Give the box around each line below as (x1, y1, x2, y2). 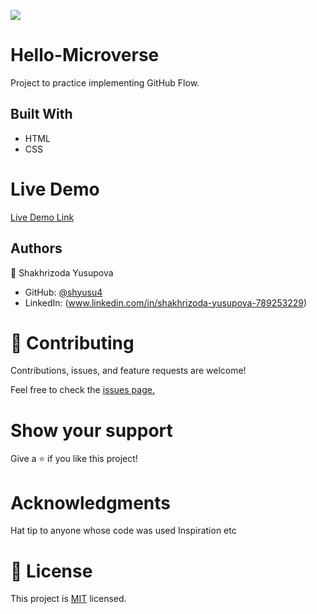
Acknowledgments (10, 491, 172, 514)
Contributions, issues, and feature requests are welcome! (10, 365, 247, 377)
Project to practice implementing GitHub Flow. (10, 76, 200, 89)
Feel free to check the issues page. (10, 384, 155, 396)
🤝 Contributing (10, 331, 135, 354)
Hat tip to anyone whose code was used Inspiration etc (10, 525, 237, 537)
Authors (10, 240, 63, 257)
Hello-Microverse (10, 44, 160, 67)
